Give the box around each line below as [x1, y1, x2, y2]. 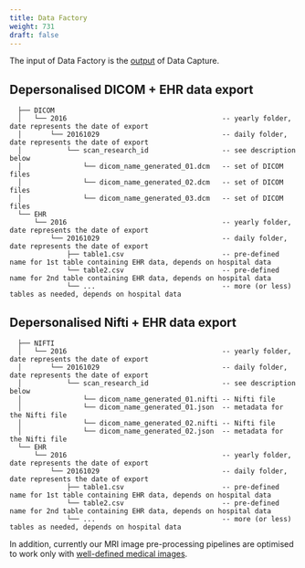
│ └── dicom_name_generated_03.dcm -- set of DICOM [17, 194, 284, 204]
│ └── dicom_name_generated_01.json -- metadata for [17, 403, 284, 412]
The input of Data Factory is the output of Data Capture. [9, 56, 220, 67]
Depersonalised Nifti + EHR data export [9, 314, 237, 330]
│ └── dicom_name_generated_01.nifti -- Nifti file [17, 394, 276, 404]
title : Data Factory [9, 13, 89, 23]
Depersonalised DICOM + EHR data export [9, 81, 254, 97]
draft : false [9, 30, 59, 39]
